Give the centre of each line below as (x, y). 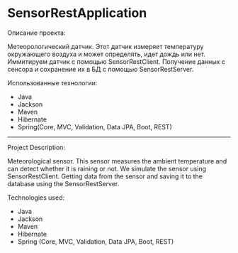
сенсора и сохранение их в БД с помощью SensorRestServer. (101, 69)
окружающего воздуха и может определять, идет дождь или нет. (106, 54)
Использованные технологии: (52, 82)
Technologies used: (36, 198)
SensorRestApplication (77, 13)
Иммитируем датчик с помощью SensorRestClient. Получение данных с (116, 61)
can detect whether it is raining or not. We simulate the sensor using (107, 168)
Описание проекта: (36, 33)
